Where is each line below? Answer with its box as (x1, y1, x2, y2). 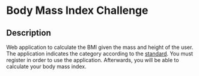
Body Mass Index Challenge (6, 4, 148, 17)
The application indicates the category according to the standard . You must (6, 50, 194, 57)
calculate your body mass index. (6, 63, 87, 70)
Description (6, 28, 51, 38)
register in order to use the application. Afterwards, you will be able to (6, 57, 179, 63)
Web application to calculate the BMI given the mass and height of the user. (6, 43, 194, 51)
